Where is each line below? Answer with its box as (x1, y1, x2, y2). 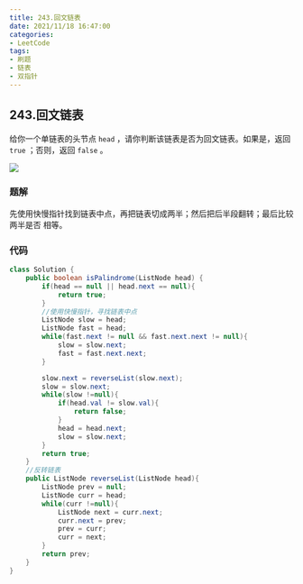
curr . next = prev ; (57, 516, 127, 525)
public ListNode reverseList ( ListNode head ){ (25, 474, 200, 483)
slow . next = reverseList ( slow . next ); (41, 373, 183, 383)
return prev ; (41, 550, 91, 559)
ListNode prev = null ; (41, 483, 127, 492)
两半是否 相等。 (9, 219, 68, 230)
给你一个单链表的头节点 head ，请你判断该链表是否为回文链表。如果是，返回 (9, 132, 291, 144)
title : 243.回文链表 (9, 13, 81, 23)
